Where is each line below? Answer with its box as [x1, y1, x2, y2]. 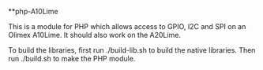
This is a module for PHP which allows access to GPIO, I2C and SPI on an [8, 22, 246, 31]
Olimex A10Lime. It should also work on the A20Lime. [8, 31, 182, 39]
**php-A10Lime [8, 7, 58, 16]
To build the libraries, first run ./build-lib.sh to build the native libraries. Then [8, 46, 256, 54]
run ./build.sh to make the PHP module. [8, 54, 136, 63]
